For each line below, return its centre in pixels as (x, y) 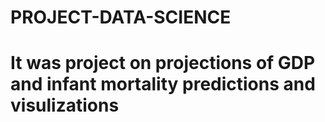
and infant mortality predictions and (163, 84)
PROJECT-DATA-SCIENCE (121, 17)
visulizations (65, 105)
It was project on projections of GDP (163, 63)
